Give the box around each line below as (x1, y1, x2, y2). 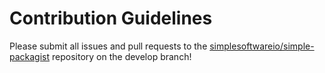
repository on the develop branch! (52, 50, 192, 62)
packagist (9, 50, 51, 62)
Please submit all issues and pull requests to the (9, 40, 208, 52)
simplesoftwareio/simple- (209, 40, 315, 52)
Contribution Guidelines (9, 7, 213, 30)
